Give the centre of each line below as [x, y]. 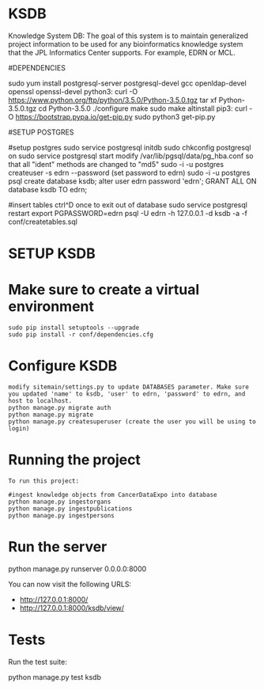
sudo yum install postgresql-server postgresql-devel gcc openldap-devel [127, 83]
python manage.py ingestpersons [61, 515]
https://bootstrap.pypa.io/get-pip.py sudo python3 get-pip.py [115, 116]
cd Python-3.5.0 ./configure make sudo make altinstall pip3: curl [143, 108]
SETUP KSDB [52, 254]
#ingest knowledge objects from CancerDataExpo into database [113, 495]
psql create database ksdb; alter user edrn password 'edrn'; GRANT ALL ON [132, 181]
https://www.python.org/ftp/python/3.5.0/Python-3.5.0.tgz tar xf [113, 100]
